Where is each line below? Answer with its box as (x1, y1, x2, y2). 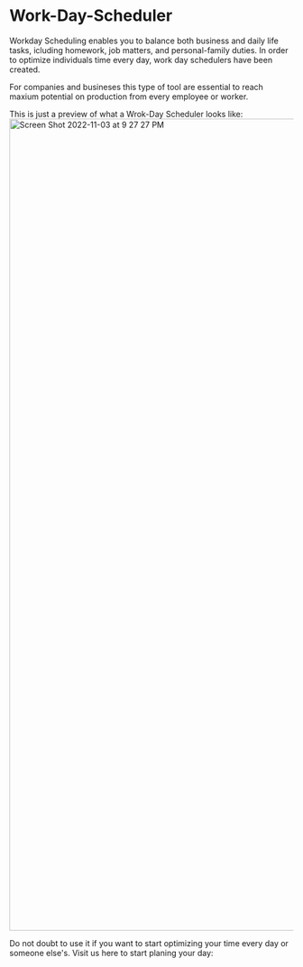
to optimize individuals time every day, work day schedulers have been (9, 54, 273, 65)
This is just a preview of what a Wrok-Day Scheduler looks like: (9, 108, 243, 119)
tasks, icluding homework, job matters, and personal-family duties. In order (9, 44, 289, 55)
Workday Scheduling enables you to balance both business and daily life (9, 35, 280, 46)
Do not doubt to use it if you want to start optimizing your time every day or (9, 937, 289, 948)
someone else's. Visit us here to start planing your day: (9, 947, 214, 958)
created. (9, 64, 41, 75)
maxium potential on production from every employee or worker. (9, 91, 249, 102)
